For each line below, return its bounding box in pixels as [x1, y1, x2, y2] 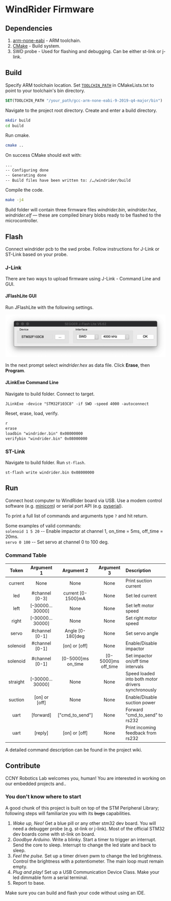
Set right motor [125, 615, 157, 621]
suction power [125, 699, 156, 705]
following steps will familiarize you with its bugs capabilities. [5, 810, 131, 816]
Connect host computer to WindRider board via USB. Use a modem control [5, 497, 162, 504]
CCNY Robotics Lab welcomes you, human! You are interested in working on [5, 775, 166, 781]
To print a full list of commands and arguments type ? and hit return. [5, 512, 148, 519]
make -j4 [5, 198, 24, 203]
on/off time [125, 658, 149, 665]
